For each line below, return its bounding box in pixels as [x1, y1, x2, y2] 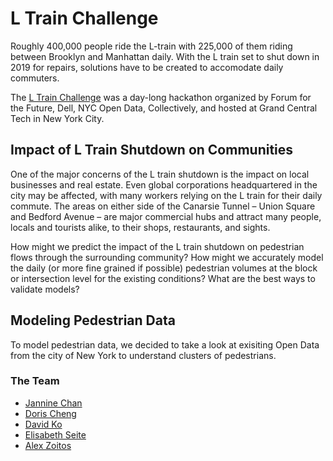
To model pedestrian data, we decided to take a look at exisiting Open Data [10, 338, 320, 351]
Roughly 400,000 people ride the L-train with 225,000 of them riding [10, 40, 293, 52]
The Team [10, 374, 60, 388]
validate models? [10, 283, 80, 295]
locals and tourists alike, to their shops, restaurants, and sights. [10, 221, 271, 233]
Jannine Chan [24, 397, 83, 409]
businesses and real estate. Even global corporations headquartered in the [10, 178, 318, 191]
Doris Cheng [24, 407, 77, 419]
